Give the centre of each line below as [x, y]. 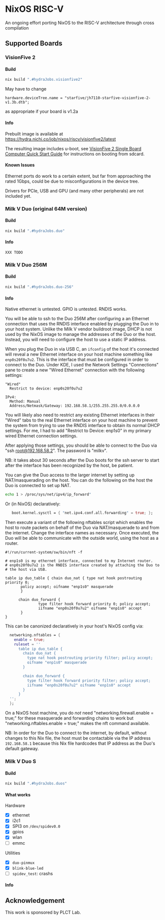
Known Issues [20, 165]
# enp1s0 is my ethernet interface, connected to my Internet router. [79, 561]
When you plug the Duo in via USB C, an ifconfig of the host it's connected [82, 349]
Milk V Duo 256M [26, 264]
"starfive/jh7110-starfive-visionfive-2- [108, 98]
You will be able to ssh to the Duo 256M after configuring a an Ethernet [77, 319]
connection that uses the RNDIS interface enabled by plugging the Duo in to [82, 324]
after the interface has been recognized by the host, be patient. [69, 465]
